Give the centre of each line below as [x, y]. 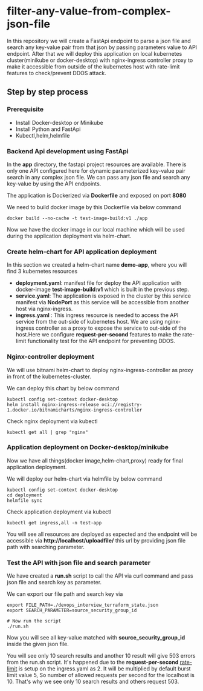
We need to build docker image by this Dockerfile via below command [94, 207]
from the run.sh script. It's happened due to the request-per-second [93, 663]
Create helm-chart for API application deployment [82, 252]
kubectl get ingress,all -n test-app [54, 522]
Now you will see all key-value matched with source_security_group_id [96, 638]
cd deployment [25, 495]
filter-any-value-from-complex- [89, 11]
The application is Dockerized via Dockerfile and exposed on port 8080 [97, 195]
